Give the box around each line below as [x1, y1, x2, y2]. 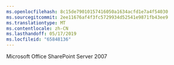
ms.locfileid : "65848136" [6, 36, 71, 42]
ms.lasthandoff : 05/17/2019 [6, 31, 77, 37]
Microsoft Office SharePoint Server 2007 [6, 53, 107, 60]
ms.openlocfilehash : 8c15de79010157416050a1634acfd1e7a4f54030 [6, 8, 169, 15]
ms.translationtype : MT [6, 20, 66, 26]
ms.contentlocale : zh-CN [6, 25, 69, 32]
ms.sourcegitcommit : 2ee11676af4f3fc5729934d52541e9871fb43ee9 [6, 14, 169, 20]
